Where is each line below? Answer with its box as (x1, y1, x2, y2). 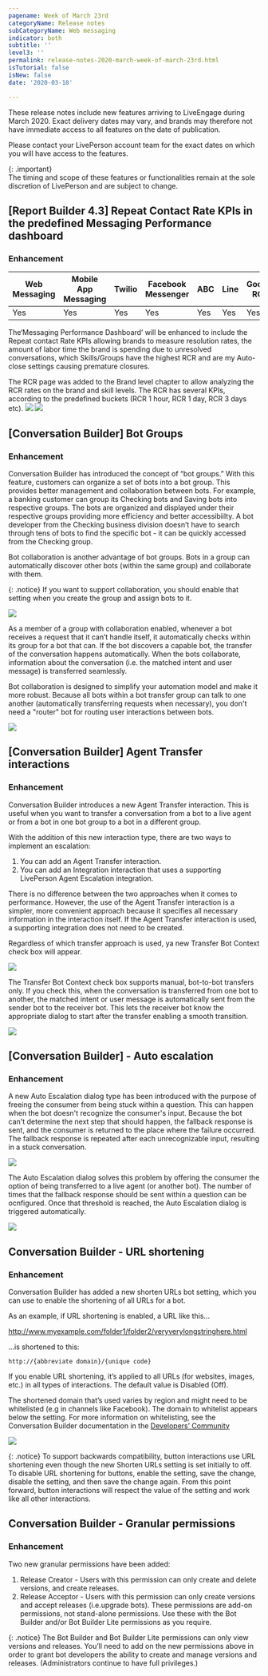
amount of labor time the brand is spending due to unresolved (8, 344, 212, 354)
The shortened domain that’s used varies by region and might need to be (8, 1395, 247, 1405)
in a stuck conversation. (8, 1142, 87, 1152)
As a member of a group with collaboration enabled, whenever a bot (8, 623, 233, 633)
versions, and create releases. (19, 1583, 120, 1593)
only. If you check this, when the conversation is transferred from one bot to (8, 985, 258, 995)
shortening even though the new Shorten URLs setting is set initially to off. (8, 1459, 252, 1469)
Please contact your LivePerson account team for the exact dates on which (8, 140, 255, 149)
